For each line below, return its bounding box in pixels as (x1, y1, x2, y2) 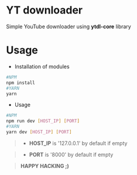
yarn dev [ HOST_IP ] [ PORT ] (6, 129, 72, 135)
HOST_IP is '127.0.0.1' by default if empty (29, 139, 128, 147)
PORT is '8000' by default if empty (29, 151, 114, 158)
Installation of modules (14, 63, 70, 70)
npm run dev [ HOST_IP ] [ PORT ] (6, 118, 80, 124)
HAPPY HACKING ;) (20, 162, 69, 169)
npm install (6, 80, 35, 86)
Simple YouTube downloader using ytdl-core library (6, 23, 132, 30)
